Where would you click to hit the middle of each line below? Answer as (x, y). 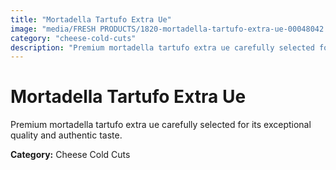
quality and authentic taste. (66, 135)
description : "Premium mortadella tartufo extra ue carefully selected (162, 47)
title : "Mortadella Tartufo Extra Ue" (91, 19)
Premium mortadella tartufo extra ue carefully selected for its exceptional (161, 125)
